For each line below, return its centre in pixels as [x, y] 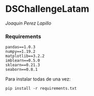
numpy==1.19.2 [21, 52]
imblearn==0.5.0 [23, 61]
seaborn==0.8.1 [22, 70]
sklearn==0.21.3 [23, 65]
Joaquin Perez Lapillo [28, 23]
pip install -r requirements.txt [41, 89]
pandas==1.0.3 [21, 47]
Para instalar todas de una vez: [38, 79]
